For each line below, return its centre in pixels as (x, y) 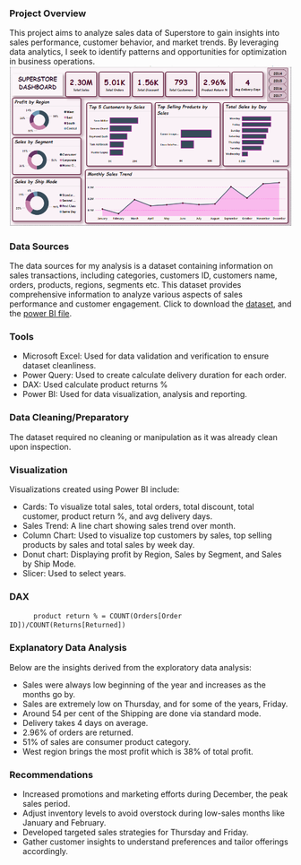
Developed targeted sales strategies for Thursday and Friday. (135, 832)
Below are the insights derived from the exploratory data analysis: (131, 667)
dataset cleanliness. (59, 366)
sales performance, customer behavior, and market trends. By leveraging (144, 42)
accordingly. (45, 851)
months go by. (49, 694)
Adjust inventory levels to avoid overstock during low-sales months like (153, 813)
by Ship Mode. (49, 564)
